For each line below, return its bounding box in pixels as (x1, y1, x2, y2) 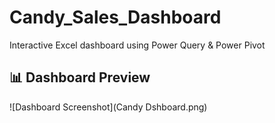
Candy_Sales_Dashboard (9, 6, 222, 29)
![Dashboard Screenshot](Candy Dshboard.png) (9, 101, 208, 113)
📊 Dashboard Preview (9, 69, 151, 86)
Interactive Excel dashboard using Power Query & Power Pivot (9, 39, 266, 51)
